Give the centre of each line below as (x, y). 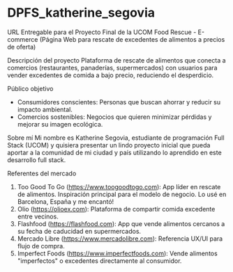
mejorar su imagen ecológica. (60, 124)
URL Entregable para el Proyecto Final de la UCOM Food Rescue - (102, 32)
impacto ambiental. (45, 109)
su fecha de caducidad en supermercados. (79, 231)
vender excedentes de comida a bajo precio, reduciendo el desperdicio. (111, 75)
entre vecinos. (38, 216)
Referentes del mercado (42, 173)
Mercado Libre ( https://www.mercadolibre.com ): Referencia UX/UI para (120, 239)
